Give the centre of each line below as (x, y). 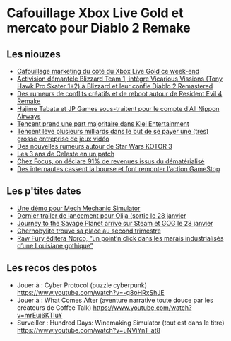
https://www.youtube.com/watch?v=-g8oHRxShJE (90, 292)
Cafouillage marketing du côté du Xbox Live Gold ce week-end (108, 71)
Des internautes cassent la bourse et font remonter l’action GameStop (118, 169)
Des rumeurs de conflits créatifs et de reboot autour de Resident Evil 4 (119, 94)
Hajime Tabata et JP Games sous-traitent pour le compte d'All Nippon (118, 109)
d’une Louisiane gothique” (55, 245)
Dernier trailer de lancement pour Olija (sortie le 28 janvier (101, 215)
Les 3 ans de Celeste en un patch (65, 154)
